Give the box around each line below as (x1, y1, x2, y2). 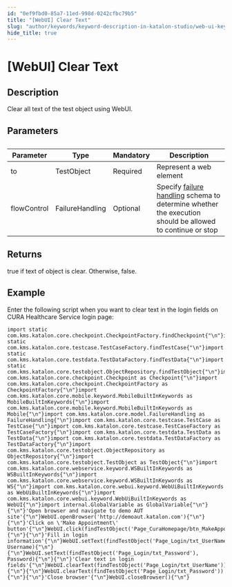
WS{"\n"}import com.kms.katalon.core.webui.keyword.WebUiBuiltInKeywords (7, 483, 224, 490)
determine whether (156, 200, 219, 209)
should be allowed (156, 217, 216, 227)
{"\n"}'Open (7, 507, 41, 514)
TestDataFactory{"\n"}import (7, 441, 91, 448)
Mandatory (113, 151, 151, 160)
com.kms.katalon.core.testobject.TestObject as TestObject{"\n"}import (7, 459, 217, 466)
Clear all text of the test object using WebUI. (7, 105, 133, 113)
